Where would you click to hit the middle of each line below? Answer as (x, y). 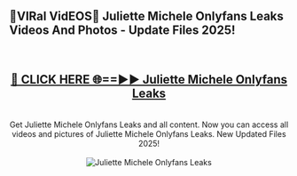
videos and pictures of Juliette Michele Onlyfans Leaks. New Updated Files (149, 133)
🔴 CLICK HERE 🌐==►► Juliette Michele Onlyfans (149, 80)
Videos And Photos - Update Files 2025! (122, 31)
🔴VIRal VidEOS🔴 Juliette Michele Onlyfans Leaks (146, 16)
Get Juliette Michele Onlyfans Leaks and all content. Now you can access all (149, 124)
